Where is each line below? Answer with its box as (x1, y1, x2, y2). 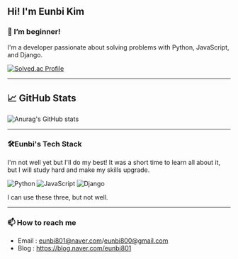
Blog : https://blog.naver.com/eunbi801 (17, 244, 132, 253)
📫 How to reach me (7, 217, 76, 227)
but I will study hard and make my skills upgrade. (7, 166, 150, 174)
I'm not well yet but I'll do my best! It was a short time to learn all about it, (7, 158, 221, 166)
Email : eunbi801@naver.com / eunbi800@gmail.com (17, 236, 169, 245)
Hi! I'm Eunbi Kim (7, 6, 85, 18)
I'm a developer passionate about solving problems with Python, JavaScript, (7, 42, 229, 52)
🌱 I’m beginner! (7, 27, 61, 37)
